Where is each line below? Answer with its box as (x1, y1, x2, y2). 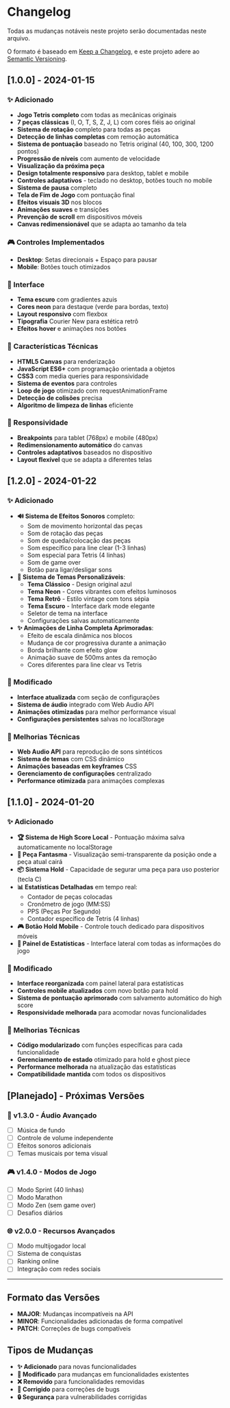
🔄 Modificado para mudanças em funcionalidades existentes (16, 1370, 190, 1379)
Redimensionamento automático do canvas (16, 441, 143, 449)
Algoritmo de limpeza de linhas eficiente (16, 401, 133, 409)
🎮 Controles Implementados (7, 237, 105, 247)
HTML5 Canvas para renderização (16, 357, 116, 365)
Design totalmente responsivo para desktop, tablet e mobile (16, 169, 190, 177)
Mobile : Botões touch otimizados (16, 262, 111, 271)
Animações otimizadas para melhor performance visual (16, 707, 176, 716)
